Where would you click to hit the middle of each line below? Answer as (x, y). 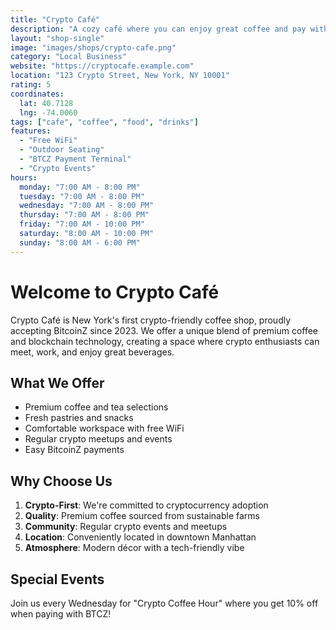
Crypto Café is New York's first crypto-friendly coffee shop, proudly (151, 320)
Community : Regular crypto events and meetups (126, 527)
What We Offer (57, 382)
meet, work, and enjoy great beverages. (92, 352)
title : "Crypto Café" (55, 19)
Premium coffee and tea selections (96, 407)
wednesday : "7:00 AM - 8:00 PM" (87, 206)
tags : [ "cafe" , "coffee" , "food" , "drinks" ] (104, 122)
